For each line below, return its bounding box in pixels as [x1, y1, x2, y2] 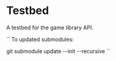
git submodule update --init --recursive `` [6, 47, 111, 55]
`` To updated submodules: [6, 35, 74, 43]
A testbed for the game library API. [6, 24, 93, 31]
